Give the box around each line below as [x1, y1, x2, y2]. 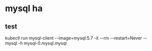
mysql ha [5, 3, 43, 14]
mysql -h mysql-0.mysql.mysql [5, 40, 67, 46]
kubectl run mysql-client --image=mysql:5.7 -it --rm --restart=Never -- [5, 35, 147, 41]
